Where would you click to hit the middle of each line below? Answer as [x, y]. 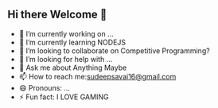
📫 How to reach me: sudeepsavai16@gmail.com [97, 76]
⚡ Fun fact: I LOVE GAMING [64, 97]
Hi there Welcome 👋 [57, 15]
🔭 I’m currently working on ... [66, 33]
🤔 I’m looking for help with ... [66, 59]
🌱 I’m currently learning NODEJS [72, 42]
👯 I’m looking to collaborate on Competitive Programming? [114, 50]
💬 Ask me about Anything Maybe [73, 67]
